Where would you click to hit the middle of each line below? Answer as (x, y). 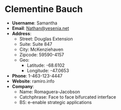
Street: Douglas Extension (46, 39)
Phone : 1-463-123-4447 (37, 76)
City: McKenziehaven (41, 49)
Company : (23, 86)
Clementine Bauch (44, 9)
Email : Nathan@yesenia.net (40, 28)
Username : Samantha (34, 23)
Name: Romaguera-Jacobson (50, 92)
